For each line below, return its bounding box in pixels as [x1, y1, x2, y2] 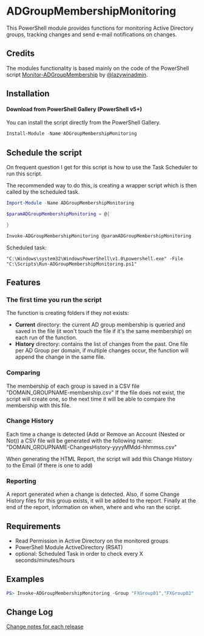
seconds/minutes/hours [15, 556, 75, 564]
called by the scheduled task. [6, 188, 80, 195]
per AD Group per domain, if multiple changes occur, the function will [15, 347, 189, 354]
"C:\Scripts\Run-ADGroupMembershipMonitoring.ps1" [6, 261, 137, 267]
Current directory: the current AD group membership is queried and [15, 321, 185, 328]
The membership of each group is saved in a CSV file [6, 382, 140, 390]
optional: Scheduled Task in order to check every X [15, 550, 144, 557]
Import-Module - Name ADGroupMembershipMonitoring [6, 200, 135, 206]
